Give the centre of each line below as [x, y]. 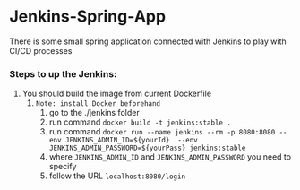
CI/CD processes [41, 50]
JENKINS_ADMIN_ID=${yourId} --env [132, 141]
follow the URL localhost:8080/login [117, 176]
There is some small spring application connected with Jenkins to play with [148, 41]
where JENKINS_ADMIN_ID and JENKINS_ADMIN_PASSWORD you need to [170, 157]
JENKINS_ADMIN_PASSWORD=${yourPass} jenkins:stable [147, 148]
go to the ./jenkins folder [94, 113]
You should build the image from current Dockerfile [117, 94]
